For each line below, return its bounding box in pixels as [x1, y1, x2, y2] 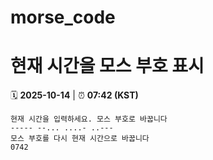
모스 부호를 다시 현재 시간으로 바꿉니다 [10, 134, 150, 144]
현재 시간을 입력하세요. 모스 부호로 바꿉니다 [10, 114, 168, 125]
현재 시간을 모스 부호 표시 [10, 55, 205, 78]
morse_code [10, 6, 116, 29]
